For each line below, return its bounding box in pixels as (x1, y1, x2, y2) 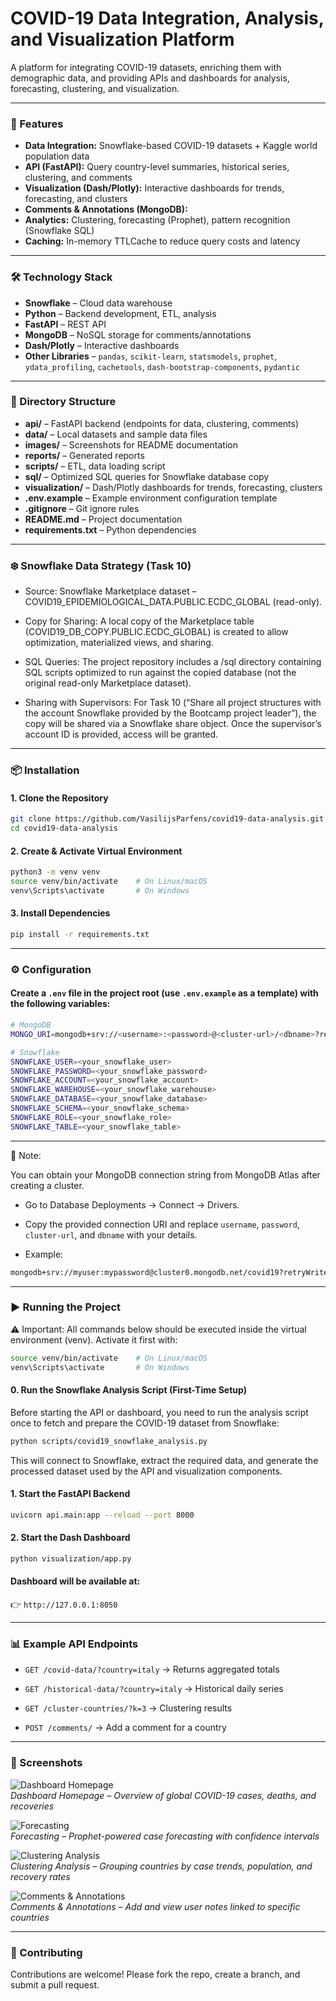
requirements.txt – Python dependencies (24, 523, 197, 536)
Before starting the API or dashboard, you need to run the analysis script (10, 1406, 309, 1418)
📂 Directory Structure (10, 395, 117, 409)
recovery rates (10, 1870, 71, 1882)
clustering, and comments (24, 172, 133, 184)
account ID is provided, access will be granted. (24, 728, 219, 741)
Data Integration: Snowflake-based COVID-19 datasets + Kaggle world (24, 140, 318, 152)
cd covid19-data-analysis (10, 823, 118, 834)
